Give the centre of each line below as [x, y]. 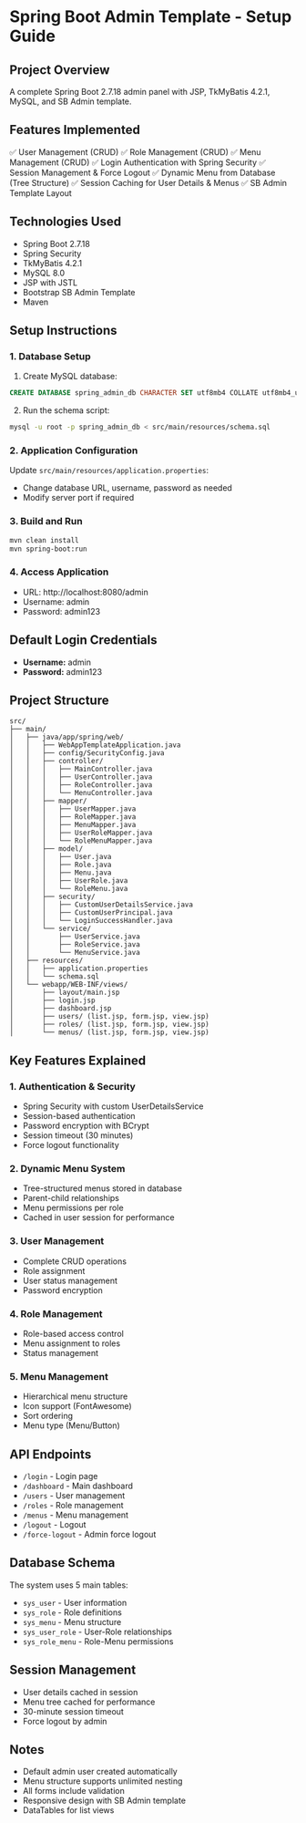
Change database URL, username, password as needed [127, 488]
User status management [70, 1280]
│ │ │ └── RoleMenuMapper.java [81, 841]
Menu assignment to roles [71, 1343]
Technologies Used [65, 222]
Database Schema [62, 1563]
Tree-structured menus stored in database [102, 1188]
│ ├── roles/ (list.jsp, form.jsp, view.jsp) [109, 1025]
